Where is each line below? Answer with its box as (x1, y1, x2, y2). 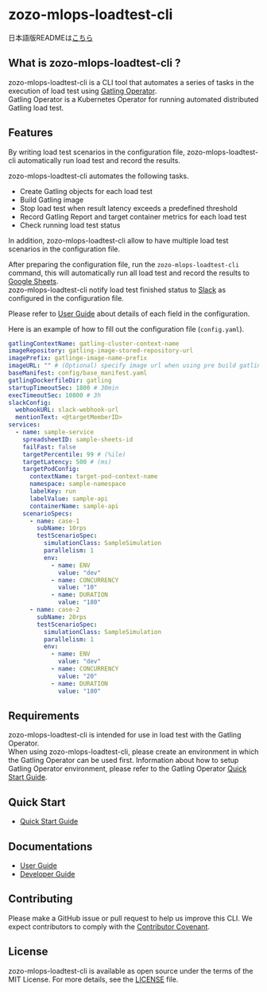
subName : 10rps (37, 524, 87, 532)
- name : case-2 (29, 606, 80, 614)
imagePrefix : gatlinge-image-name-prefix (8, 354, 148, 363)
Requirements (8, 709, 79, 722)
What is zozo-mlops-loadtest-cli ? (8, 56, 181, 70)
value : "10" (58, 583, 98, 592)
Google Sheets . (8, 276, 59, 286)
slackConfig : (8, 399, 52, 407)
